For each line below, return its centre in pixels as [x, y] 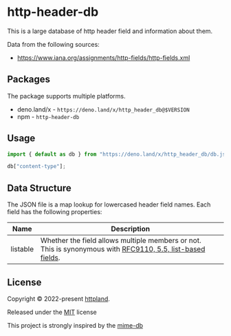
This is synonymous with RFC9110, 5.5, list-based [123, 249]
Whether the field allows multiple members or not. [121, 240]
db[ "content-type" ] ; [37, 167]
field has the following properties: [55, 212]
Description [130, 229]
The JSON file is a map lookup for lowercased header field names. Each [109, 204]
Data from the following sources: [53, 44]
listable [22, 249]
